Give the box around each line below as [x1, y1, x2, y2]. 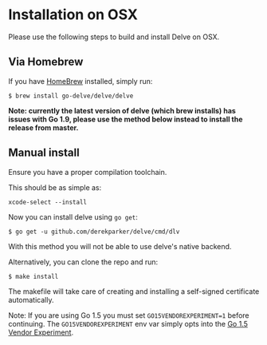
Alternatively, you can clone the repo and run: [8, 257, 159, 267]
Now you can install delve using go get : [8, 212, 138, 221]
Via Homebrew [8, 55, 84, 69]
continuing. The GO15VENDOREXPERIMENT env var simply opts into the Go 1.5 [8, 319, 249, 328]
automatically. [8, 295, 54, 304]
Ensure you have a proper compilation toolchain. [8, 167, 167, 176]
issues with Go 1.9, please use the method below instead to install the [8, 114, 243, 124]
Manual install [8, 146, 80, 160]
